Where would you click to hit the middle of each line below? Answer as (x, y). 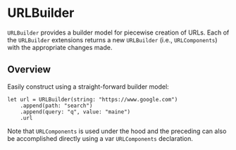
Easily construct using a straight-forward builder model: (88, 87)
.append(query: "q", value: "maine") (75, 112)
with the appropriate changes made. (60, 47)
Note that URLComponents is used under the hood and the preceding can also (117, 131)
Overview (29, 69)
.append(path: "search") (56, 106)
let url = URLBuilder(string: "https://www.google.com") (93, 99)
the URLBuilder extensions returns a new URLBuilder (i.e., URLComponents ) (112, 39)
